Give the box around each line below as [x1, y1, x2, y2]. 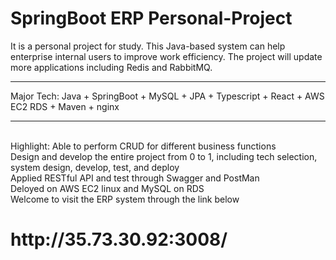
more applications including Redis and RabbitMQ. [10, 61, 213, 73]
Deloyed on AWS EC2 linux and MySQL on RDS [10, 182, 205, 194]
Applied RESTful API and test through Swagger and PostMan [10, 172, 260, 184]
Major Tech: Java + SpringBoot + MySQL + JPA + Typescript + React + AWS [10, 90, 325, 102]
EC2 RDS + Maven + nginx [10, 100, 120, 112]
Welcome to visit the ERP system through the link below [10, 193, 240, 205]
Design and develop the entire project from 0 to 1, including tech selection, [10, 150, 318, 162]
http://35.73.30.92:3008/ [10, 228, 228, 251]
